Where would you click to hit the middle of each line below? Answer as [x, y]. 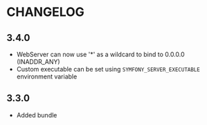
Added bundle [37, 115]
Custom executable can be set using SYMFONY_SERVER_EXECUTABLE [108, 69]
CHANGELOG [45, 12]
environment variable [47, 76]
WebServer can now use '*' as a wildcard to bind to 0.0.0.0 [100, 54]
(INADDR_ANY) [38, 62]
